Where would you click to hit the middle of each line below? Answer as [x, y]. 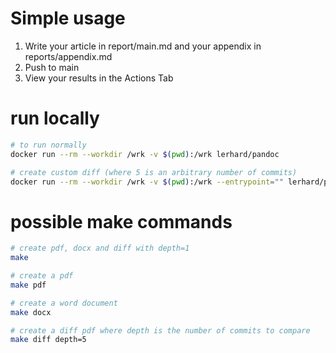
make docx [31, 312]
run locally [55, 118]
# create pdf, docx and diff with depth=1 [100, 248]
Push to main [52, 67]
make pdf [28, 285]
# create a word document [64, 303]
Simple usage [68, 18]
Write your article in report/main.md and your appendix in [143, 46]
